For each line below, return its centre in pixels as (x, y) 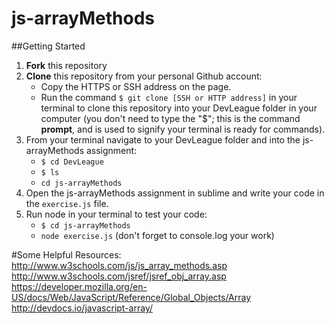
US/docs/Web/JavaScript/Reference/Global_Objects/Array (131, 297)
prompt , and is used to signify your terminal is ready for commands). (183, 129)
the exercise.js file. (67, 203)
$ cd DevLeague (72, 162)
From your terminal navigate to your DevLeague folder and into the (163, 139)
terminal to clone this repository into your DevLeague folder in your (179, 108)
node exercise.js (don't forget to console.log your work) (157, 235)
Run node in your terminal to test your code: (116, 214)
